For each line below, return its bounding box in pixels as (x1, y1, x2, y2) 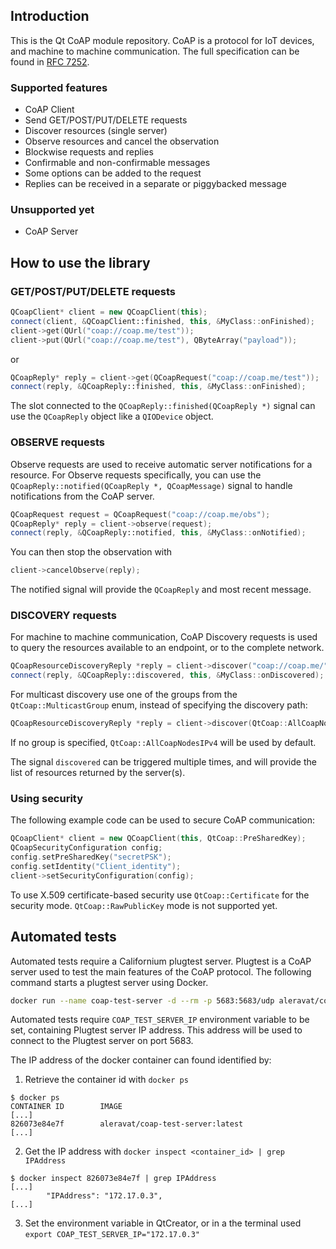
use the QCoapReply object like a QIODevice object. (10, 410, 214, 423)
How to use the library (10, 254, 151, 271)
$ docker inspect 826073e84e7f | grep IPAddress (10, 1174, 217, 1184)
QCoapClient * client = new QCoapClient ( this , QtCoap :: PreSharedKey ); (10, 834, 307, 844)
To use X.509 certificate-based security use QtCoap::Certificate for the (10, 889, 310, 901)
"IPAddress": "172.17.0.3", (46, 1191, 163, 1201)
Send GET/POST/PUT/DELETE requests (24, 114, 188, 126)
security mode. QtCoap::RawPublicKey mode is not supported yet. (10, 899, 278, 911)
